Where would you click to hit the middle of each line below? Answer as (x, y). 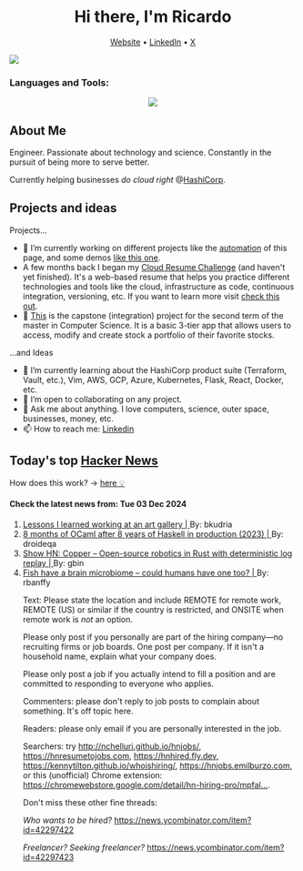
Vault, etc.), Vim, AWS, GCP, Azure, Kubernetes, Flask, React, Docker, (153, 380)
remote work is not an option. (78, 619)
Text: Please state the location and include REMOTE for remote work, (152, 600)
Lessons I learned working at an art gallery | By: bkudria (127, 524)
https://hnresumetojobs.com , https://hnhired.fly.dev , (121, 755)
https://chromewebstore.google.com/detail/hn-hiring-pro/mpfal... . (146, 785)
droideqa (40, 543)
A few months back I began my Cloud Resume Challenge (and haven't (154, 267)
